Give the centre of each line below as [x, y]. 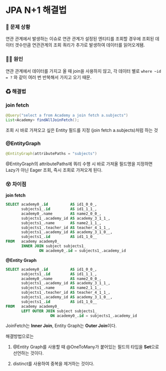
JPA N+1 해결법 [36, 10]
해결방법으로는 [20, 336]
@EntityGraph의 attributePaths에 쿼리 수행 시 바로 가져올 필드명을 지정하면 [79, 164]
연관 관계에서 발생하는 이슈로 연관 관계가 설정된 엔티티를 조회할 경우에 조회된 [80, 39]
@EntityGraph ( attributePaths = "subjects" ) [51, 154]
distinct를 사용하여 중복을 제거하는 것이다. [53, 364]
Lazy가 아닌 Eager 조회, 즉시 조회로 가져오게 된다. [54, 170]
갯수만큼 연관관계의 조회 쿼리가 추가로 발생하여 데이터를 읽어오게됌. [80, 45]
